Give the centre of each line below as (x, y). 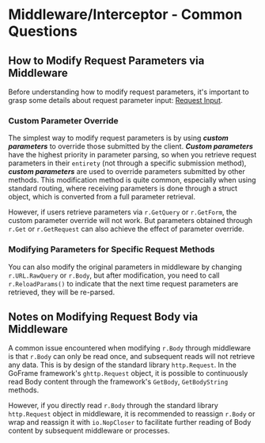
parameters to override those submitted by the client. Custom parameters (131, 146)
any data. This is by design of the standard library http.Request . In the (123, 365)
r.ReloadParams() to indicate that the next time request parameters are (123, 283)
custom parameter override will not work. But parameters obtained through (131, 221)
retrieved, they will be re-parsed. (62, 292)
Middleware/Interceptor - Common (125, 15)
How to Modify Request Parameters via (106, 61)
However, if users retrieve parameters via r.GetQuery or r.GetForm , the (123, 212)
